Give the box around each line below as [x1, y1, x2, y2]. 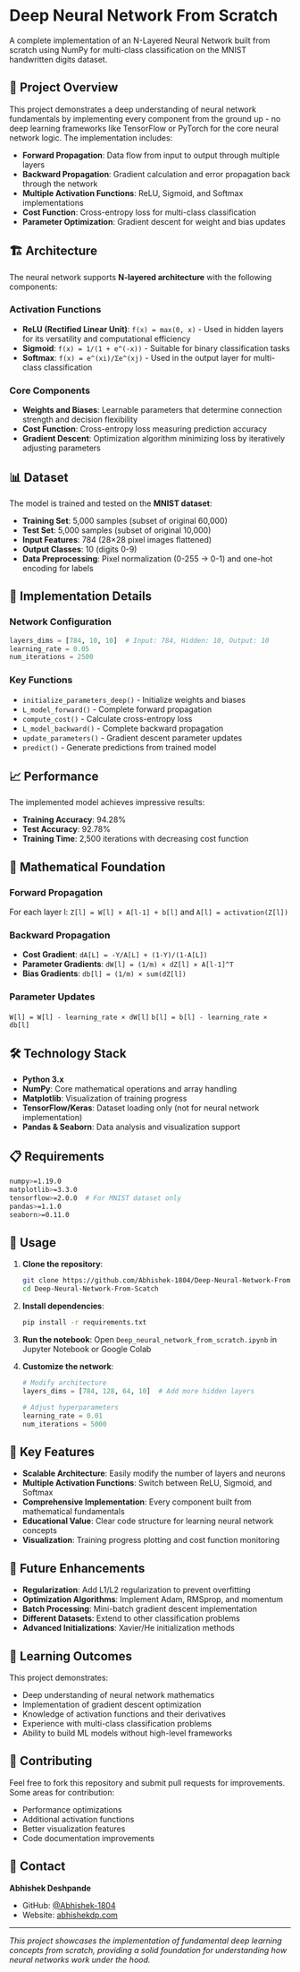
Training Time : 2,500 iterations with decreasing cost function [21, 834, 249, 845]
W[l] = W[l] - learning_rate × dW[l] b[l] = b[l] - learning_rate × [9, 1013, 268, 1022]
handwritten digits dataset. [9, 54, 108, 64]
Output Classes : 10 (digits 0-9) [21, 544, 137, 554]
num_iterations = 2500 [9, 653, 94, 662]
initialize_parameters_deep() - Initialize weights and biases [21, 694, 246, 705]
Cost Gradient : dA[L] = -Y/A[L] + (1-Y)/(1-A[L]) [21, 949, 208, 960]
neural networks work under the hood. [9, 1954, 151, 1965]
